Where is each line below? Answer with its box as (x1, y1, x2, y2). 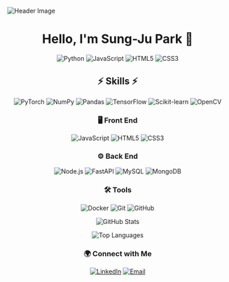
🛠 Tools (104, 185, 132, 195)
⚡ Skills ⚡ (97, 76, 138, 87)
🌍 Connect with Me (83, 248, 152, 258)
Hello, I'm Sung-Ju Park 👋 (41, 31, 194, 47)
